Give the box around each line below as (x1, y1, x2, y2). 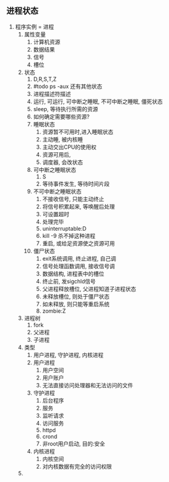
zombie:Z (42, 307, 66, 314)
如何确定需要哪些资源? (33, 113, 90, 120)
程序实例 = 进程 (15, 23, 54, 30)
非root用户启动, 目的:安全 (42, 440, 105, 447)
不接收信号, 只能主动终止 (42, 195, 105, 202)
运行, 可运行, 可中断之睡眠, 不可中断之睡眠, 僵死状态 (33, 98, 163, 105)
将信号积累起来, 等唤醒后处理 (42, 203, 116, 210)
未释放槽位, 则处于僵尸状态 (42, 293, 110, 300)
